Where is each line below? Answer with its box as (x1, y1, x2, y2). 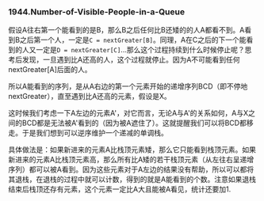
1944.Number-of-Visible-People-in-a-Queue (8, 6, 185, 17)
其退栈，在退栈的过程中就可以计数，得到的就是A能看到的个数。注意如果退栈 (8, 175, 256, 184)
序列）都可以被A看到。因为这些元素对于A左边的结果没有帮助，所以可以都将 (8, 165, 254, 174)
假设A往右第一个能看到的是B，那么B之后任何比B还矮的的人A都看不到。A (8, 25, 245, 35)
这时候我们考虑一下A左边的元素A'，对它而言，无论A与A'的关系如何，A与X (8, 108, 249, 118)
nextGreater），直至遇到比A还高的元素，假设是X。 (8, 92, 172, 101)
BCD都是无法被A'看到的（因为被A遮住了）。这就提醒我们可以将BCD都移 (21, 118, 254, 128)
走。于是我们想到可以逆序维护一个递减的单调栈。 (8, 128, 168, 138)
